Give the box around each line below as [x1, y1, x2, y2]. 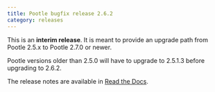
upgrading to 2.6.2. [7, 64, 62, 72]
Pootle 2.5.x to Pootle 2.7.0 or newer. [7, 43, 112, 51]
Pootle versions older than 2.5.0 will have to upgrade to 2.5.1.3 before [7, 56, 205, 64]
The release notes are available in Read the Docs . [7, 77, 149, 85]
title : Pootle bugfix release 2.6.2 [7, 10, 113, 17]
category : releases [7, 17, 64, 24]
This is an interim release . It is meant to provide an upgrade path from [7, 35, 208, 44]
